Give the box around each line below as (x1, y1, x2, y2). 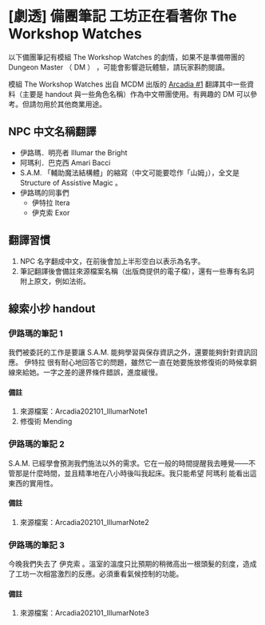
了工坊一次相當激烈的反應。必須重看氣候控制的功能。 (8, 569, 184, 579)
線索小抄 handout (8, 302, 96, 315)
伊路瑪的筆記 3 (8, 539, 65, 551)
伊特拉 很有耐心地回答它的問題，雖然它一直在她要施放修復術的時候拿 (23, 358, 250, 367)
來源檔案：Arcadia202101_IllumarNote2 (19, 517, 149, 527)
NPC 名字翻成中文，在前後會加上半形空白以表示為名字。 (19, 256, 205, 266)
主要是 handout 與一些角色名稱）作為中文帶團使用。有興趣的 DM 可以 (22, 89, 251, 98)
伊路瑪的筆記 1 (8, 327, 64, 339)
